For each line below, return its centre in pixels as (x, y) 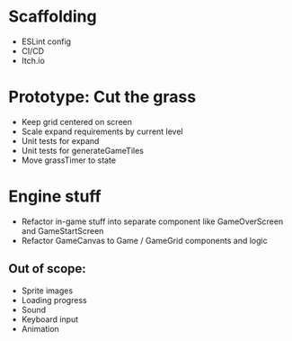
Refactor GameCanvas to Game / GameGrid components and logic (144, 240)
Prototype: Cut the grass (102, 97)
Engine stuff (55, 197)
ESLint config (46, 41)
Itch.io (33, 60)
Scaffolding (53, 17)
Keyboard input (50, 319)
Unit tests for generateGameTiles (83, 150)
